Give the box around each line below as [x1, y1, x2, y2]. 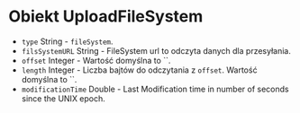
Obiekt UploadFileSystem [8, 6, 204, 27]
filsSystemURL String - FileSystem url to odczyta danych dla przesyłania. [21, 45, 292, 56]
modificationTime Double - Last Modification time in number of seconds [21, 83, 289, 94]
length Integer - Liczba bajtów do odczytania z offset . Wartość [21, 65, 258, 75]
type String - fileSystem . [21, 36, 114, 47]
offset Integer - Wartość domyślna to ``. [21, 55, 171, 65]
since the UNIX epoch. [21, 92, 105, 104]
